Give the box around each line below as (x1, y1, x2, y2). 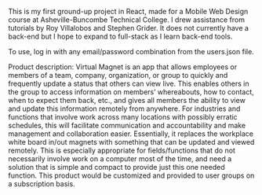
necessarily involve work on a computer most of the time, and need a (8, 154, 232, 164)
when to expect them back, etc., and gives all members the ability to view (8, 96, 246, 105)
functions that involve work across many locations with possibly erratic (8, 112, 238, 121)
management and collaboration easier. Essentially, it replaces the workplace (8, 129, 253, 138)
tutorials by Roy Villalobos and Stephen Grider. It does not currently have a (8, 24, 249, 32)
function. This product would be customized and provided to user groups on (8, 171, 255, 180)
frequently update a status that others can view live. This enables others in (8, 79, 249, 88)
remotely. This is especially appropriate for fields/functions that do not (8, 145, 235, 155)
